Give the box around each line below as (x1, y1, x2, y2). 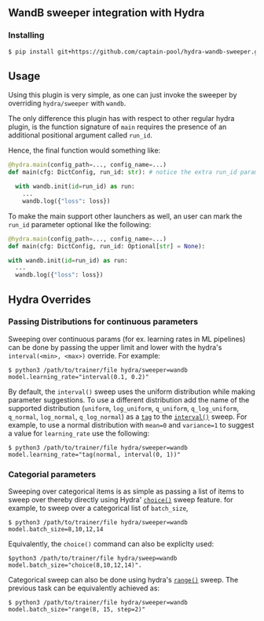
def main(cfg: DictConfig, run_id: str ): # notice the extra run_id (8, 168, 237, 176)
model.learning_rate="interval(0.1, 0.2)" (8, 373, 149, 380)
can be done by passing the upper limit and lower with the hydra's (8, 342, 222, 352)
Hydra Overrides (8, 292, 92, 306)
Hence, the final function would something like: (8, 145, 161, 156)
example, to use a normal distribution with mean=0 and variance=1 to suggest (8, 420, 255, 429)
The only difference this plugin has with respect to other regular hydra (8, 114, 235, 123)
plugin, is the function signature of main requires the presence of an (8, 122, 227, 132)
